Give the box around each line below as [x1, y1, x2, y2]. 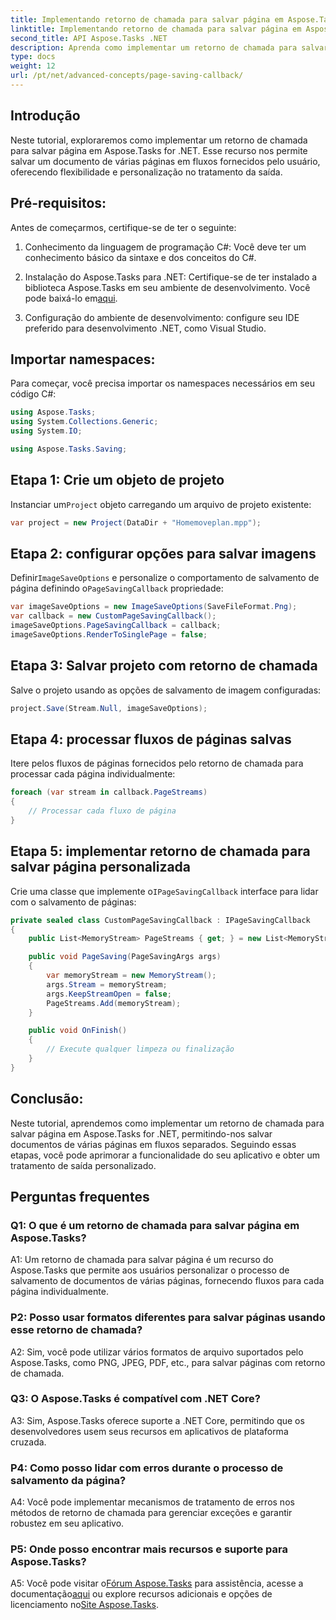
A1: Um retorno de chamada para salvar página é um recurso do [10, 1254, 274, 1266]
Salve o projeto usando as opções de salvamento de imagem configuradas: [10, 684, 322, 696]
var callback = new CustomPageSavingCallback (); [10, 611, 217, 621]
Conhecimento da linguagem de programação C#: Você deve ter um [24, 241, 307, 253]
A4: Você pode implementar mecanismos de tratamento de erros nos [10, 1496, 295, 1508]
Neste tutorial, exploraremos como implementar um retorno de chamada [10, 134, 308, 146]
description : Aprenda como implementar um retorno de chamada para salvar [10, 42, 329, 53]
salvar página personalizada [10, 859, 192, 876]
